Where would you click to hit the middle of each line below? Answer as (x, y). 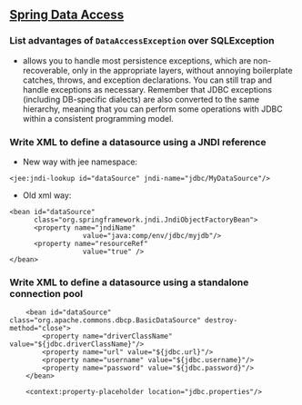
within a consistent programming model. (98, 118)
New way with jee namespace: (80, 162)
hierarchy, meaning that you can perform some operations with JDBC (153, 109)
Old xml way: (47, 195)
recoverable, (46, 70)
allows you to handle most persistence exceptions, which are (137, 60)
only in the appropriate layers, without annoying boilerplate (182, 70)
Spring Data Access (67, 15)
